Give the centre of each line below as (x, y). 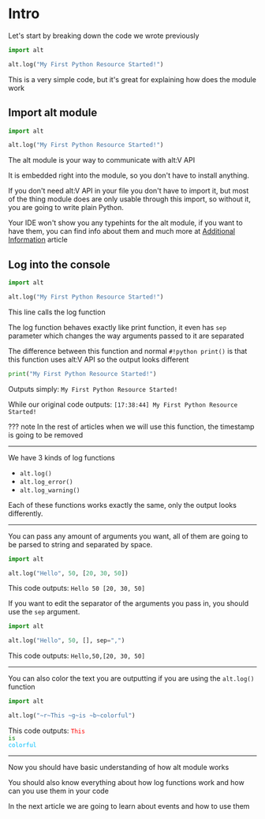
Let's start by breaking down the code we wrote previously (104, 36)
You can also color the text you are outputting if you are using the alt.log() (131, 678)
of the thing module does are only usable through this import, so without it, (129, 199)
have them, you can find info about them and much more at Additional (121, 231)
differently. (26, 513)
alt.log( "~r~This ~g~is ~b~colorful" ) (72, 716)
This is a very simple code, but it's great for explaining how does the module (132, 79)
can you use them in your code (58, 791)
